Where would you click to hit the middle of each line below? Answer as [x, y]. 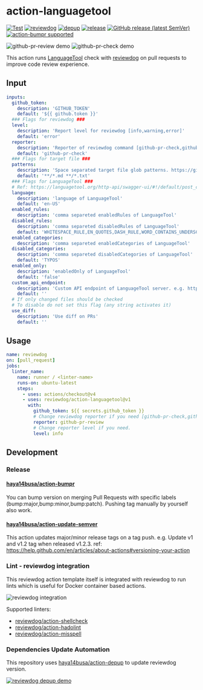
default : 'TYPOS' [39, 260]
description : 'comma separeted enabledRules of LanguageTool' [97, 215]
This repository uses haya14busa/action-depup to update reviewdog [91, 662]
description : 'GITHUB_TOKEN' [54, 108]
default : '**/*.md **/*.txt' [54, 176]
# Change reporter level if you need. [82, 428]
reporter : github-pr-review [68, 422]
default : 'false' [39, 277]
